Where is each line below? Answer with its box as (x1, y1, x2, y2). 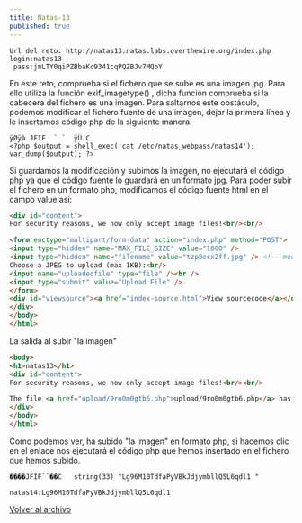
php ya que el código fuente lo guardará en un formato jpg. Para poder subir (9, 175, 292, 185)
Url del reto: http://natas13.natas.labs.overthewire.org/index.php (9, 46, 271, 55)
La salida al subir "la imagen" (9, 335, 117, 347)
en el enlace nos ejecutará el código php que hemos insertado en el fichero (9, 445, 289, 455)
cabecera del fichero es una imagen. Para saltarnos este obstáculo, (9, 96, 260, 108)
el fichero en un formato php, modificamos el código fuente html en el (9, 184, 269, 194)
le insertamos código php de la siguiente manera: (9, 116, 192, 127)
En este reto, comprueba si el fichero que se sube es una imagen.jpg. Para (9, 77, 286, 88)
